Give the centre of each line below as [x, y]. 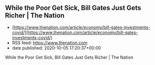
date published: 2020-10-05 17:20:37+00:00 [56, 48]
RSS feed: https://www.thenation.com [50, 43]
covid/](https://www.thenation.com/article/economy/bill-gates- [75, 32]
